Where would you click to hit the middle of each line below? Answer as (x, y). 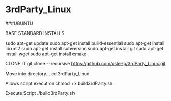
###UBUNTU (19, 23)
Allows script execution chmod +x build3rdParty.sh (59, 83)
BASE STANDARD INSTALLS (35, 33)
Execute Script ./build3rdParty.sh (40, 93)
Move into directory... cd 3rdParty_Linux (47, 73)
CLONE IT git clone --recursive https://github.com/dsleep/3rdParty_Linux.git (86, 63)
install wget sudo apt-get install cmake (46, 54)
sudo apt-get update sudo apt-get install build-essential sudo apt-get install (85, 43)
